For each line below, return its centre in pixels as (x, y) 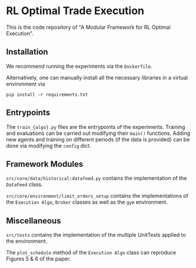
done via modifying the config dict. (49, 145)
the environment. (27, 241)
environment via (26, 84)
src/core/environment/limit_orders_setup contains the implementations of (97, 196)
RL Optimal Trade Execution (75, 11)
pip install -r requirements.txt (47, 95)
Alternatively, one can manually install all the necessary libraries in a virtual (97, 77)
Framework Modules (45, 164)
